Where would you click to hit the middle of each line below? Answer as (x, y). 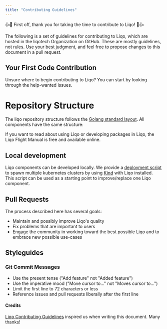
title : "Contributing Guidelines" (41, 10)
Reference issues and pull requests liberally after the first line (75, 294)
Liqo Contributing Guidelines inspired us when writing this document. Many (83, 316)
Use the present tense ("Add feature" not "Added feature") (73, 278)
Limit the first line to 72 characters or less (55, 288)
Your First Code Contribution (51, 68)
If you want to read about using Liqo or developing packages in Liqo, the (80, 134)
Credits (13, 305)
